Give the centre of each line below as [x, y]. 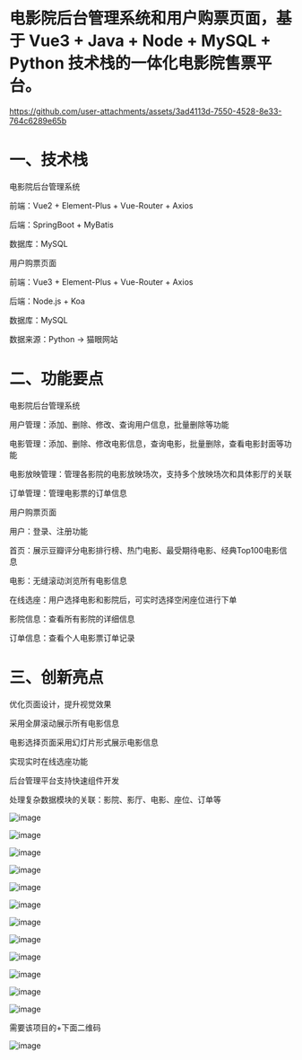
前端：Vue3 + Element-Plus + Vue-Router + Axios [101, 282]
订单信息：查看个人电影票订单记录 [72, 638]
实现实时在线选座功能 [48, 761]
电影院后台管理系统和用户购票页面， [143, 18]
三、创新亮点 [57, 677]
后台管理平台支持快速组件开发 [64, 780]
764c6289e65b [38, 120]
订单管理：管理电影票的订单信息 [68, 493]
